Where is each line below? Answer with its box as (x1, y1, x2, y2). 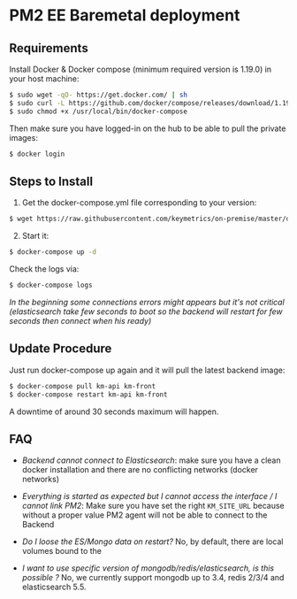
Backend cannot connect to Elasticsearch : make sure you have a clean (21, 455, 281, 465)
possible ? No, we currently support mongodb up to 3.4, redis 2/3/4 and (21, 572, 285, 583)
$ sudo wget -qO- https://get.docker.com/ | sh (9, 90, 188, 99)
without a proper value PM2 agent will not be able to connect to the (21, 510, 268, 520)
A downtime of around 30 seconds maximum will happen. (9, 406, 219, 417)
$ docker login (9, 150, 65, 158)
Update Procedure (9, 342, 112, 357)
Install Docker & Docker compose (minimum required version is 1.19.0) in (9, 64, 272, 74)
